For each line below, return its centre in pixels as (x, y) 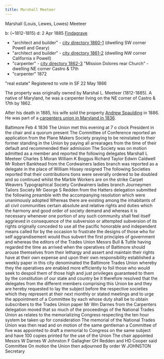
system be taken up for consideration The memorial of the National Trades (80, 320)
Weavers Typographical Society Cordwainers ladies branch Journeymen (78, 185)
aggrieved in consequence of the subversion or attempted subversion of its (81, 221)
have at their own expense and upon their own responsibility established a (80, 257)
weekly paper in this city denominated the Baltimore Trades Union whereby (81, 263)
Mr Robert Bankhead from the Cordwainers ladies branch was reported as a (82, 164)
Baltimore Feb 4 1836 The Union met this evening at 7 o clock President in (80, 127)
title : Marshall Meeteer (30, 10)
